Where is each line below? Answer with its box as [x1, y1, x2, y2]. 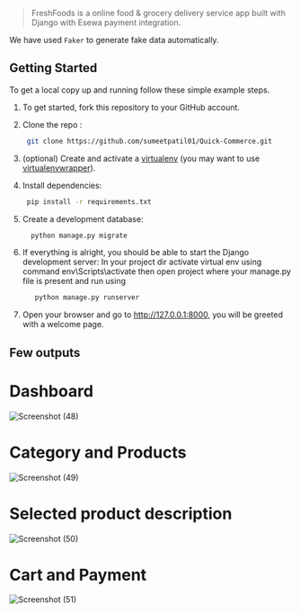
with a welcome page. [22, 319, 105, 330]
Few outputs [9, 345, 81, 360]
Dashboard [9, 381, 94, 401]
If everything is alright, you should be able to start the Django [22, 247, 250, 258]
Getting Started [9, 60, 98, 76]
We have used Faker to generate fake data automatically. [9, 35, 219, 45]
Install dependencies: [22, 180, 102, 191]
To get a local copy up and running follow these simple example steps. [9, 84, 270, 95]
